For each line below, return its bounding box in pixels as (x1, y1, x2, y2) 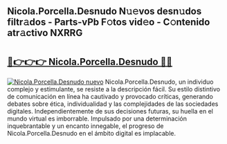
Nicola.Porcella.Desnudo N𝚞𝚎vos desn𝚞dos (7, 6, 202, 17)
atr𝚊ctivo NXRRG (7, 27, 83, 39)
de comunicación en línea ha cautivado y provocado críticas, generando (7, 93, 213, 100)
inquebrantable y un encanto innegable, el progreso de (7, 122, 164, 130)
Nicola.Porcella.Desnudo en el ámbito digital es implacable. (7, 129, 176, 137)
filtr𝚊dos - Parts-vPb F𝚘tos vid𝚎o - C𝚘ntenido (7, 17, 210, 28)
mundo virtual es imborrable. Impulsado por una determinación (7, 114, 187, 123)
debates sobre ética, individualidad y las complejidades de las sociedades (7, 100, 219, 108)
